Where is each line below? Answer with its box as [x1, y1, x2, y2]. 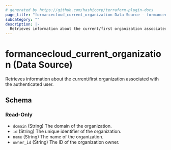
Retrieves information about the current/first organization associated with [5, 76, 159, 82]
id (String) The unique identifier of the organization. [12, 128, 122, 134]
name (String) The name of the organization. [12, 133, 103, 140]
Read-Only [5, 111, 33, 118]
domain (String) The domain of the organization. [12, 123, 112, 129]
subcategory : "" [5, 17, 40, 22]
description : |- [5, 21, 40, 27]
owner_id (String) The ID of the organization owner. [12, 139, 120, 145]
